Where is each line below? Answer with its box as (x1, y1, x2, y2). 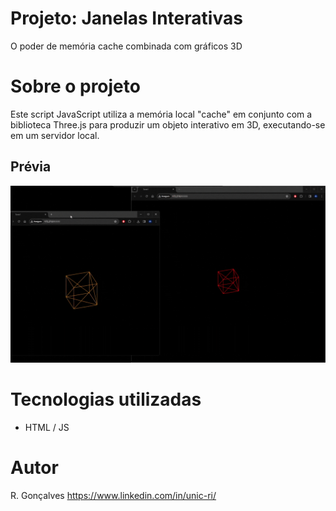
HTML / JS (24, 422, 70, 434)
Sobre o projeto (10, 75, 141, 98)
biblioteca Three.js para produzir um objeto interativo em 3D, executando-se (10, 118, 326, 131)
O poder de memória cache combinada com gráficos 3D (10, 40, 243, 52)
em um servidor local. (10, 129, 100, 141)
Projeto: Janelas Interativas (10, 7, 243, 30)
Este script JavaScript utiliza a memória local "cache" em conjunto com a (10, 108, 313, 120)
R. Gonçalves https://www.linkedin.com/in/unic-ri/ (10, 490, 217, 502)
